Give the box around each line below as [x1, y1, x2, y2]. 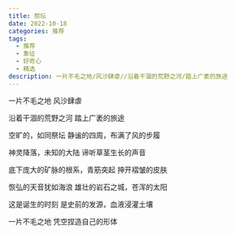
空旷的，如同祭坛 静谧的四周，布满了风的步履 [8, 130, 160, 140]
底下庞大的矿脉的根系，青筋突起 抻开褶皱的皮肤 [8, 164, 168, 175]
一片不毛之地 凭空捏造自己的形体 [8, 216, 118, 226]
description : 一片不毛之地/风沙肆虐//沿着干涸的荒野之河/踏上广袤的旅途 [8, 72, 228, 80]
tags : [8, 34, 27, 43]
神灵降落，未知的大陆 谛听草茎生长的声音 [8, 147, 146, 157]
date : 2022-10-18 [8, 19, 68, 28]
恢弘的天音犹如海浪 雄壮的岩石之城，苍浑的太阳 [8, 182, 168, 192]
